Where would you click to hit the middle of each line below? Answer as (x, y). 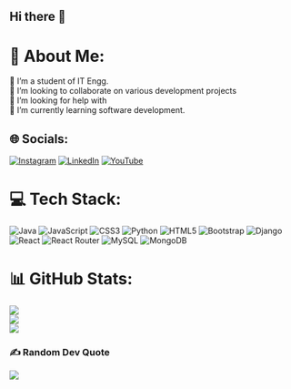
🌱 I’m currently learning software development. (97, 110)
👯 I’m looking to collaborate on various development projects (123, 91)
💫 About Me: (57, 56)
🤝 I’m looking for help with (58, 100)
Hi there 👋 (38, 17)
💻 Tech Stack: (65, 199)
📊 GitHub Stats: (71, 279)
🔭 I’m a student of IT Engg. (59, 81)
